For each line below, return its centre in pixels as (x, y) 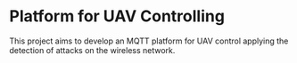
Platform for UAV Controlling (117, 16)
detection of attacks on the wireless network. (92, 50)
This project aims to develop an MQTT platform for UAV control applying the (149, 41)
